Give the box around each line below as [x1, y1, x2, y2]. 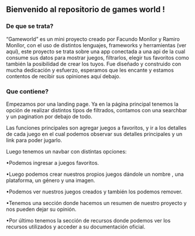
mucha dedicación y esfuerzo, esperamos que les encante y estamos [6, 67, 174, 74]
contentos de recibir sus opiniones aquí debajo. [6, 72, 121, 79]
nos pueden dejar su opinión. [6, 206, 77, 213]
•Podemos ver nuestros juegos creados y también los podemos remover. [6, 188, 183, 195]
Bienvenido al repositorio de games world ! [6, 5, 165, 15]
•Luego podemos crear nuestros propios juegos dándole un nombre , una [6, 171, 184, 178]
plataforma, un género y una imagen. [6, 176, 95, 183]
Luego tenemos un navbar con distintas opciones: [6, 148, 127, 155]
